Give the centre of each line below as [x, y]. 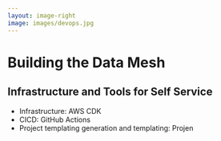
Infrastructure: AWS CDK [60, 111]
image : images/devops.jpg [50, 23]
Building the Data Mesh [86, 63]
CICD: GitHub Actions [55, 119]
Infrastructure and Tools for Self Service [110, 92]
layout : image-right [42, 16]
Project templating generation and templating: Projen [106, 127]
